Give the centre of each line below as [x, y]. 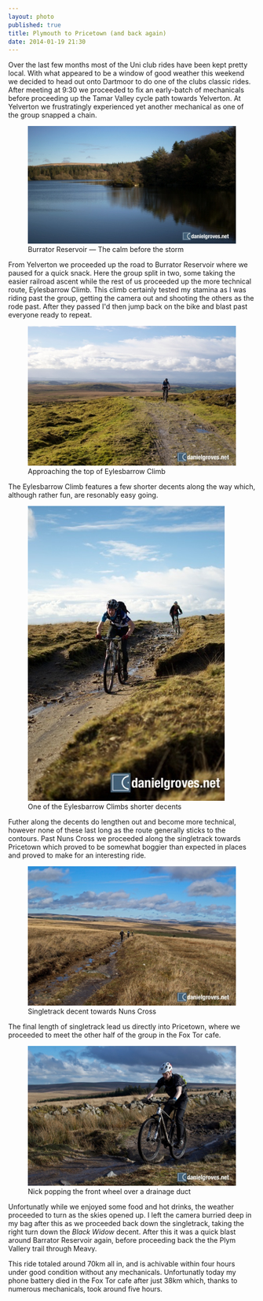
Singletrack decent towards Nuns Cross [92, 1011]
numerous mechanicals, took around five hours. [86, 1288]
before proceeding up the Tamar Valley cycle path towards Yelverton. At [124, 98]
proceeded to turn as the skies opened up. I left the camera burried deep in [130, 1215]
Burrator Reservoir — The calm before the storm [106, 249]
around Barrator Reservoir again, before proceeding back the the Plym [122, 1240]
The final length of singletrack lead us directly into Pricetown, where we [124, 1027]
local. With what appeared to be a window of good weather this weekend [126, 73]
